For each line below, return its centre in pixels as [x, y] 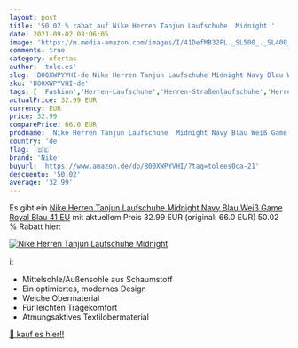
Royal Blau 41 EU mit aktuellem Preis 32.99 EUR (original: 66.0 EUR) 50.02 [144, 217]
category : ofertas [43, 59]
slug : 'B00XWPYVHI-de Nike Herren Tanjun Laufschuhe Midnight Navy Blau [146, 75]
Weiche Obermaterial [61, 298]
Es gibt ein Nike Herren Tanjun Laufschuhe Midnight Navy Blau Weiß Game [146, 208]
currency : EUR [35, 108]
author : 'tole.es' [43, 67]
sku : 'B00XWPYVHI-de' [49, 83]
